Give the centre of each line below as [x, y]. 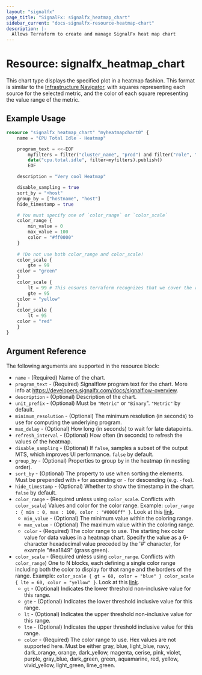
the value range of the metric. [43, 100]
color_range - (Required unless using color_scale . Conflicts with [95, 499]
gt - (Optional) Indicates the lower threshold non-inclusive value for [107, 588]
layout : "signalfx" [31, 12]
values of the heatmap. [43, 441]
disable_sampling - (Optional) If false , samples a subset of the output [101, 448]
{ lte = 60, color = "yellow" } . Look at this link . [77, 582]
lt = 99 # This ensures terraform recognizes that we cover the [110, 288]
